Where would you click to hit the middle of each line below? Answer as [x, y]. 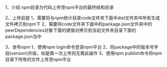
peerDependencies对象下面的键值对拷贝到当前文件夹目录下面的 [71, 30]
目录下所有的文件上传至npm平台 [38, 59]
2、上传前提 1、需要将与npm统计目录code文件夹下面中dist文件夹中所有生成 [83, 18]
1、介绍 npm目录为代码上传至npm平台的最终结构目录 [59, 7]
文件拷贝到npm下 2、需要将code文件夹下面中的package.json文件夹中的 [79, 24]
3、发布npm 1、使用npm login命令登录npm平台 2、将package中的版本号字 [82, 47]
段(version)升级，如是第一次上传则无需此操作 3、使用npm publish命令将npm [84, 53]
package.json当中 [23, 36]
